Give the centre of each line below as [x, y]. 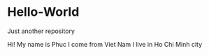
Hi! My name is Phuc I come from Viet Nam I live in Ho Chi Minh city [105, 44]
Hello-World [43, 12]
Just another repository [41, 31]
